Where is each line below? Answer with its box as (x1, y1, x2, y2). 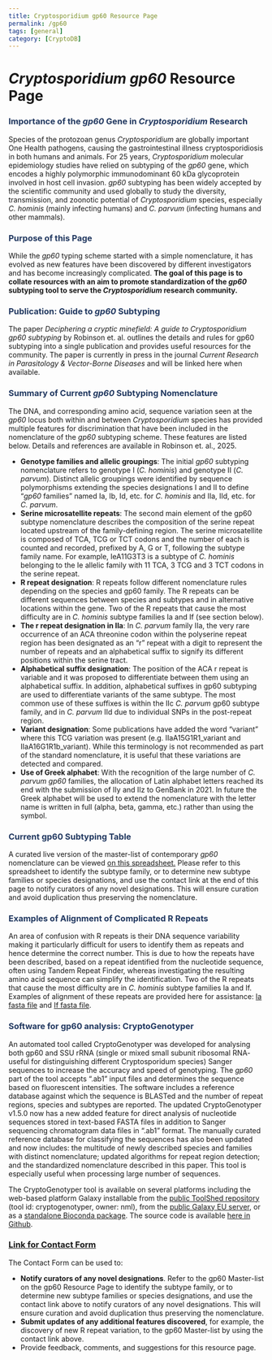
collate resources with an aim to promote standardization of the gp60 (8, 277, 248, 287)
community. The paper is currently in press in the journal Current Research (8, 350, 259, 360)
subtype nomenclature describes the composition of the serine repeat (19, 517, 255, 527)
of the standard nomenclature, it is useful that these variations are (19, 750, 241, 760)
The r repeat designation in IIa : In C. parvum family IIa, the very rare (19, 620, 250, 630)
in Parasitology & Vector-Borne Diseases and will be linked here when (8, 358, 243, 368)
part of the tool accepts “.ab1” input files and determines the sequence (8, 1074, 245, 1084)
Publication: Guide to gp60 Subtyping (8, 306, 161, 317)
